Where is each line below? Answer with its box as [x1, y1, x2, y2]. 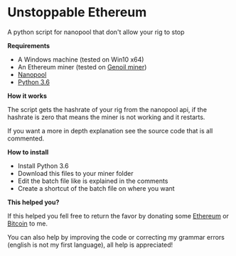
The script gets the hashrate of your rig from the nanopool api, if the [7, 105, 208, 113]
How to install [7, 148, 49, 156]
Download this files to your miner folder [17, 169, 134, 177]
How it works [7, 91, 48, 100]
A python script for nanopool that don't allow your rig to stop [7, 28, 185, 36]
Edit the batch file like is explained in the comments [17, 177, 168, 185]
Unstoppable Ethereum [7, 4, 147, 21]
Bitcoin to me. [7, 219, 48, 228]
